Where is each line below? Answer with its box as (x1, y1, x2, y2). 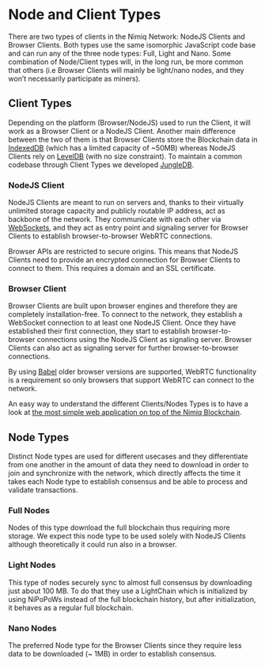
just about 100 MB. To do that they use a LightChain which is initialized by (8, 586, 248, 596)
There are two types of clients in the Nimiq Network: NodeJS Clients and (8, 32, 245, 41)
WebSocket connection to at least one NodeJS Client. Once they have (8, 318, 237, 328)
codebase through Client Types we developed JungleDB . (8, 160, 195, 169)
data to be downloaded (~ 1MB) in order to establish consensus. (8, 649, 217, 659)
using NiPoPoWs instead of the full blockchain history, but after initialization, (8, 594, 256, 603)
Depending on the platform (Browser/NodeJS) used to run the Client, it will (8, 117, 251, 127)
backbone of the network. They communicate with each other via (8, 215, 221, 224)
